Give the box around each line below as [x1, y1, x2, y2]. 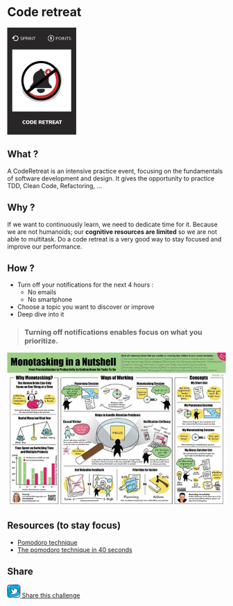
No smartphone [27, 296, 73, 304]
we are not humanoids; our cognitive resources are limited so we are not [7, 227, 217, 236]
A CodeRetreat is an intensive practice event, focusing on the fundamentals [7, 167, 223, 175]
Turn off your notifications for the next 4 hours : [17, 280, 154, 289]
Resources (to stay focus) [7, 520, 121, 532]
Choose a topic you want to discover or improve [17, 303, 155, 311]
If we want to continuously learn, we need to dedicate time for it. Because [7, 220, 218, 228]
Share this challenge [21, 591, 80, 599]
